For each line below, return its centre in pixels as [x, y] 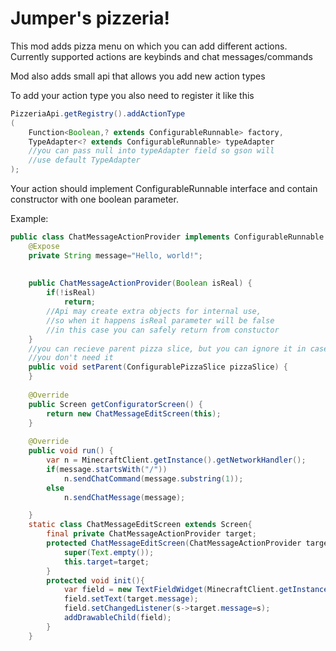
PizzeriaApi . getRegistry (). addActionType [98, 113]
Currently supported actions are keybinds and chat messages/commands [161, 56]
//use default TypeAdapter [84, 160]
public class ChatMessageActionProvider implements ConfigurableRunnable [167, 237]
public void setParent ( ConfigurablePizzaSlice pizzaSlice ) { [158, 367]
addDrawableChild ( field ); [117, 618]
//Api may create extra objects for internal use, [154, 312]
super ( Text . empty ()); [109, 552]
